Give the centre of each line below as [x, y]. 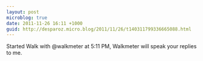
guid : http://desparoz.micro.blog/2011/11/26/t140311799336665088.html [99, 29]
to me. [14, 53]
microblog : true [27, 18]
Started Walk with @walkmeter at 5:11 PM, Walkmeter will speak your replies [101, 46]
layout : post [23, 12]
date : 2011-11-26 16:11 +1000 [45, 23]
